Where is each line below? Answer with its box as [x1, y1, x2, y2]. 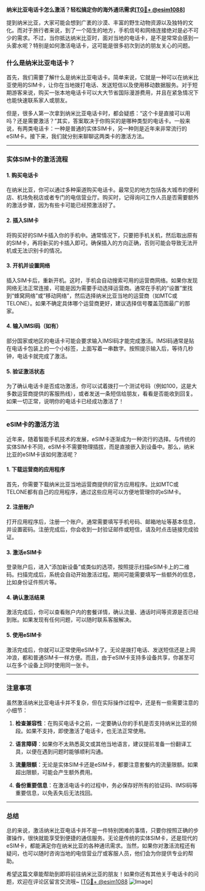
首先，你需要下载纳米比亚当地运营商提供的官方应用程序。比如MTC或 [6, 480, 179, 488]
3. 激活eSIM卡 [6, 548, 42, 556]
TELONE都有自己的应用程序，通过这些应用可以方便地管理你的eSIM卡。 [6, 488, 185, 495]
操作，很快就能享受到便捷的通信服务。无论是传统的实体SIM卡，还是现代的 [11, 835, 198, 842]
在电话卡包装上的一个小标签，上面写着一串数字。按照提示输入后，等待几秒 [6, 345, 193, 352]
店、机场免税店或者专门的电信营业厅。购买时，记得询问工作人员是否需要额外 [6, 194, 199, 201]
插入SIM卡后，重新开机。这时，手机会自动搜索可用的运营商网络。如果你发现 [6, 277, 198, 284]
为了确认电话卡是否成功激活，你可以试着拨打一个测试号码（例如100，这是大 [6, 382, 197, 390]
